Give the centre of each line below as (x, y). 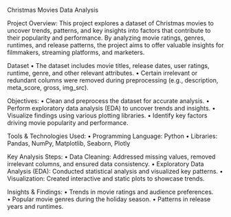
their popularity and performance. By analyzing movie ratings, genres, (107, 38)
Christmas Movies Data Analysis (53, 10)
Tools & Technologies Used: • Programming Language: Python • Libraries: (112, 136)
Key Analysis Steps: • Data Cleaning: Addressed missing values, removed (111, 157)
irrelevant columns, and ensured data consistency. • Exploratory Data (106, 164)
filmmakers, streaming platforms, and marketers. (76, 52)
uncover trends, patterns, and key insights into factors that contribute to (109, 31)
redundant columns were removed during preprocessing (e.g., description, (113, 80)
